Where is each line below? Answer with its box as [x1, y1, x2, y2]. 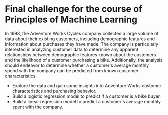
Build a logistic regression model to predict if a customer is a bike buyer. [12, 93, 161, 99]
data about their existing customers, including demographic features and [5, 36, 155, 42]
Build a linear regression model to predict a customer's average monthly [12, 98, 161, 104]
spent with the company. [12, 104, 63, 110]
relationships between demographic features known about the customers [5, 51, 156, 58]
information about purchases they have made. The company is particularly [5, 41, 159, 47]
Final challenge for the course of [5, 3, 142, 15]
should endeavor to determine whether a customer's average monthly [5, 62, 149, 68]
